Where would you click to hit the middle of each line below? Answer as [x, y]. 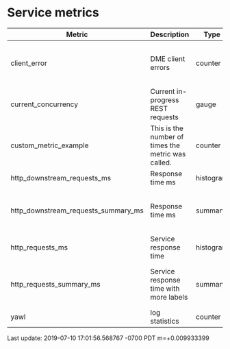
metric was [168, 154]
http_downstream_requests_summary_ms [77, 210]
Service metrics [53, 13]
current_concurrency [44, 104]
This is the [167, 128]
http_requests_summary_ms [55, 284]
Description [170, 34]
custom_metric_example [50, 145]
